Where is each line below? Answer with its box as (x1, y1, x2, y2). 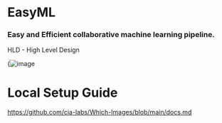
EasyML (7, 4, 55, 21)
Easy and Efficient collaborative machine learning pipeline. (7, 30, 215, 40)
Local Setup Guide (7, 85, 118, 100)
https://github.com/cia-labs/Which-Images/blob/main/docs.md (7, 108, 192, 117)
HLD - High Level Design (7, 46, 80, 54)
